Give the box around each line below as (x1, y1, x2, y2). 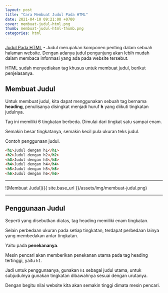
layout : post (5, 7, 32, 13)
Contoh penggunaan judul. (5, 138, 60, 144)
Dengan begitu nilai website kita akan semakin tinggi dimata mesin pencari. (5, 282, 160, 288)
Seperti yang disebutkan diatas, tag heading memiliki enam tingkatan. (5, 217, 148, 224)
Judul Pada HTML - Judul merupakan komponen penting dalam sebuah (5, 45, 152, 50)
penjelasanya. (5, 70, 34, 76)
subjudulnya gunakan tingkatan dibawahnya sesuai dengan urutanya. (5, 272, 148, 278)
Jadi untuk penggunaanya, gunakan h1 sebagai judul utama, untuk (5, 267, 141, 273)
